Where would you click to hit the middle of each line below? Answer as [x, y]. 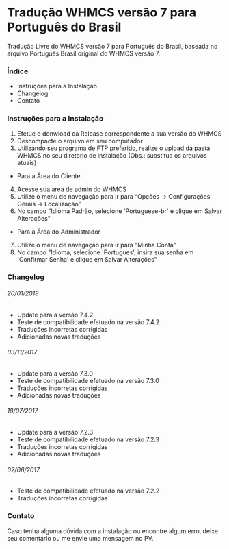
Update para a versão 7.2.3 [55, 432]
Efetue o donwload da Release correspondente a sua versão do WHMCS [119, 133]
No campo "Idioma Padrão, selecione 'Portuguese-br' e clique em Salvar [119, 211]
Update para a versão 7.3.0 [55, 373]
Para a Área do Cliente [49, 175]
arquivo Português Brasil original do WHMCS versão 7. [84, 53]
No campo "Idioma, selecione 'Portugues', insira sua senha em [105, 252]
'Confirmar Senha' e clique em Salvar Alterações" [87, 259]
